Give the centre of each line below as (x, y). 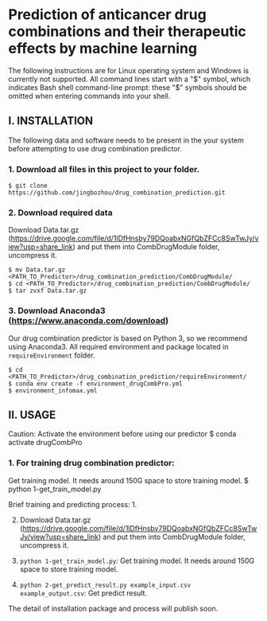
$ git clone (28, 186)
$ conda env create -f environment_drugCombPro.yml (95, 384)
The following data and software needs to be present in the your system (126, 140)
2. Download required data (60, 213)
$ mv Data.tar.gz (37, 270)
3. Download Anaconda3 (57, 310)
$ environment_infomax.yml (53, 391)
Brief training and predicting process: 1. (73, 504)
